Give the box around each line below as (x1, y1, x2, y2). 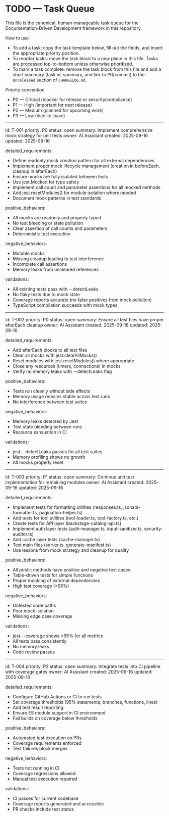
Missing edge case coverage (12, 613, 73, 619)
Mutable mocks (12, 250, 45, 256)
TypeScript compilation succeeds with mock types (12, 302, 118, 308)
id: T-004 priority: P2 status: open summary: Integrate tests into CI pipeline (5, 663, 161, 669)
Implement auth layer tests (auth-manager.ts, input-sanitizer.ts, (12, 525, 143, 532)
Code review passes (12, 649, 55, 655)
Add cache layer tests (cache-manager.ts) (12, 536, 100, 542)
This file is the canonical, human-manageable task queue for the (5, 20, 139, 26)
